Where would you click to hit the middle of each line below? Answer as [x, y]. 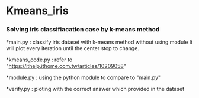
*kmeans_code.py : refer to [39, 60]
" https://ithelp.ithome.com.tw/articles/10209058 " [66, 66]
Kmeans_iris [38, 11]
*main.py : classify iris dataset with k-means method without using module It [99, 42]
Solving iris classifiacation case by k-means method [83, 30]
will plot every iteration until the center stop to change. [73, 48]
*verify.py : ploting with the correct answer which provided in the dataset [95, 89]
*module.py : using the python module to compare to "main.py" [84, 77]
